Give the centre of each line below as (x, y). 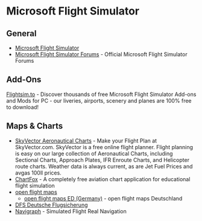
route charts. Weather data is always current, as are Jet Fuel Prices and (104, 166)
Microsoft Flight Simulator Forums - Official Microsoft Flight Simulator (101, 54)
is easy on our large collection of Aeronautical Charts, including (94, 153)
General (22, 34)
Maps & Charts (35, 126)
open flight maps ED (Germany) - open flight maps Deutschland (103, 198)
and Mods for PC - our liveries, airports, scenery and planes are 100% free (99, 100)
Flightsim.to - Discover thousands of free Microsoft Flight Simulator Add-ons (101, 94)
